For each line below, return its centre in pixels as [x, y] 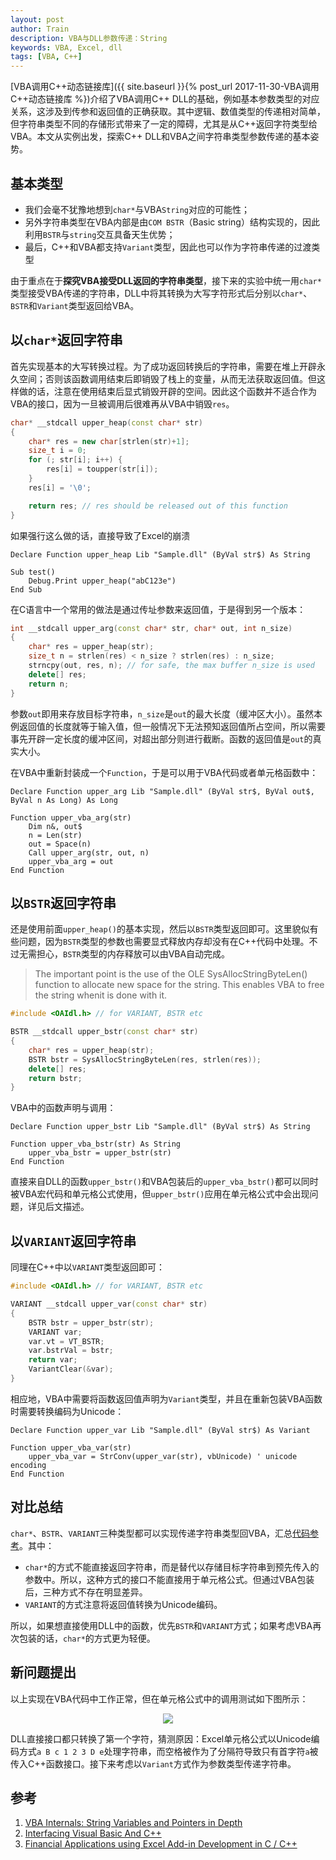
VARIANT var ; [55, 1332]
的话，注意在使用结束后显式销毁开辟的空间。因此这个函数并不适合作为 [172, 391]
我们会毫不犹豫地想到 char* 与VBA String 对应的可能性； [137, 209]
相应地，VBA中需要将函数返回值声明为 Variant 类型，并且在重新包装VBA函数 [166, 1398]
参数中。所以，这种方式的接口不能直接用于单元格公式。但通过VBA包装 [169, 1579]
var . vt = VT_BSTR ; [66, 1341]
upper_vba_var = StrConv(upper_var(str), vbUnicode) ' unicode [163, 1456]
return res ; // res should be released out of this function [158, 506]
